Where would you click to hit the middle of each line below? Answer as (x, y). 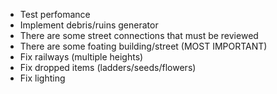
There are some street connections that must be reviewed (139, 35)
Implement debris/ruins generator (89, 25)
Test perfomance (55, 14)
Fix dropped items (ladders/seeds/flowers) (108, 67)
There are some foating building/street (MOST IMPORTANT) (143, 46)
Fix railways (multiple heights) (81, 57)
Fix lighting (42, 78)
